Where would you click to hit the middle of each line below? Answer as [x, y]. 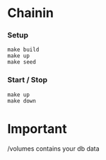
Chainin [31, 13]
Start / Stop [28, 80]
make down [22, 101]
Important [37, 128]
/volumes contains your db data [54, 148]
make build [23, 50]
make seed [22, 62]
